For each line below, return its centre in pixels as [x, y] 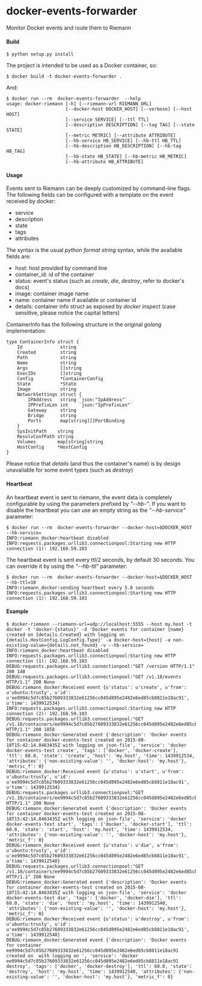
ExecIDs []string [50, 374]
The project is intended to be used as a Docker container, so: [82, 66]
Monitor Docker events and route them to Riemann [69, 28]
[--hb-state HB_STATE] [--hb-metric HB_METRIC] [126, 157]
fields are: [19, 256]
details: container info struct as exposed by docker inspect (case [95, 307]
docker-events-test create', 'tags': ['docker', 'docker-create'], [93, 750]
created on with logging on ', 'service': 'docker [72, 956]
